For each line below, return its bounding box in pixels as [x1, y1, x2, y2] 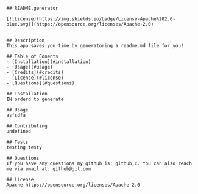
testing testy [6, 144, 43, 151]
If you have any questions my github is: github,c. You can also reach [6, 160, 192, 166]
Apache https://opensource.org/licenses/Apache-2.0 [6, 182, 140, 188]
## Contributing [6, 123, 48, 129]
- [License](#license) [6, 75, 64, 81]
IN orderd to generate [6, 96, 64, 102]
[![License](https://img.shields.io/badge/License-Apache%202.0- [6, 16, 175, 22]
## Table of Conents [6, 53, 59, 59]
